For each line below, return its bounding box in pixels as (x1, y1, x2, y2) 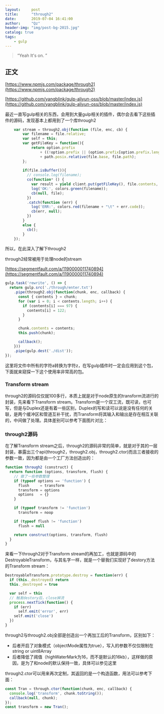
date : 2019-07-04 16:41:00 (5, 16, 73, 21)
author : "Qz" (5, 21, 41, 26)
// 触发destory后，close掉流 (9, 595, 64, 600)
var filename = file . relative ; (22, 132, 86, 137)
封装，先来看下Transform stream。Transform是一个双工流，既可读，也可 (5, 399, 152, 405)
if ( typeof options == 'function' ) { (14, 478, 91, 483)
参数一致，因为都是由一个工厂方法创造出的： (5, 455, 95, 461)
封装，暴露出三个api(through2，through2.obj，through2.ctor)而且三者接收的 (5, 449, 159, 455)
